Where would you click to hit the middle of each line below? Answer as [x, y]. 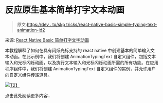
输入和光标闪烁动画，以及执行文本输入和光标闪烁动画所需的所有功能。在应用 [82, 62]
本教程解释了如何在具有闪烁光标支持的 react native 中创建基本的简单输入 [78, 50]
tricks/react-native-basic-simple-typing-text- [112, 24]
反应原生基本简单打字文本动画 [65, 10]
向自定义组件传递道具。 [28, 75]
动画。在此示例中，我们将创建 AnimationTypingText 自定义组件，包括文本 [82, 56]
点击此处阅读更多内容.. [28, 95]
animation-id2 [31, 30]
